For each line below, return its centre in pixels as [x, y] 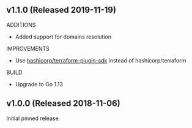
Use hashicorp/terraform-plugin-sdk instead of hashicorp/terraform [101, 60]
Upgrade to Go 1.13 [39, 84]
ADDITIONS [21, 24]
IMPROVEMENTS [28, 48]
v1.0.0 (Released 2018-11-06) [63, 104]
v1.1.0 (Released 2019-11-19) [61, 10]
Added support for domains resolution [63, 37]
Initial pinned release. [33, 118]
